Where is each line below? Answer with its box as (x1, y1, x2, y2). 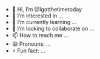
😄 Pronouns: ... (12, 40, 52, 48)
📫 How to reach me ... (12, 32, 68, 39)
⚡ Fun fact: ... (12, 47, 45, 54)
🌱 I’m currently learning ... (12, 19, 77, 25)
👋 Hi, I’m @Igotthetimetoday (12, 6, 82, 13)
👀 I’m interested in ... (12, 12, 64, 19)
